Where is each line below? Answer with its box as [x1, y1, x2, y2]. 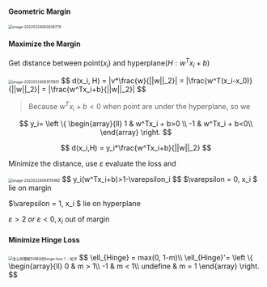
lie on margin [8, 183, 52, 193]
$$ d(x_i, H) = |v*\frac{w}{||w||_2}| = [60, 75, 184, 85]
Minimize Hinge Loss [8, 234, 80, 244]
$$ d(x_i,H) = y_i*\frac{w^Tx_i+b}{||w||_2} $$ [60, 143, 212, 153]
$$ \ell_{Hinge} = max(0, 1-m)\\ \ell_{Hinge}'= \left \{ [78, 253, 253, 263]
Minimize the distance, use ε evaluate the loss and [8, 158, 176, 169]
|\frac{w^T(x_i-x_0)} [185, 75, 253, 85]
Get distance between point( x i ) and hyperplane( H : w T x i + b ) [8, 57, 210, 70]
